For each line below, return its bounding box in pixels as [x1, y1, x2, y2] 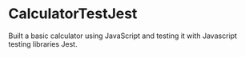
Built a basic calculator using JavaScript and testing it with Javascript [8, 31, 238, 40]
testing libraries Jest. [8, 39, 78, 48]
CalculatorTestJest [8, 5, 138, 23]
